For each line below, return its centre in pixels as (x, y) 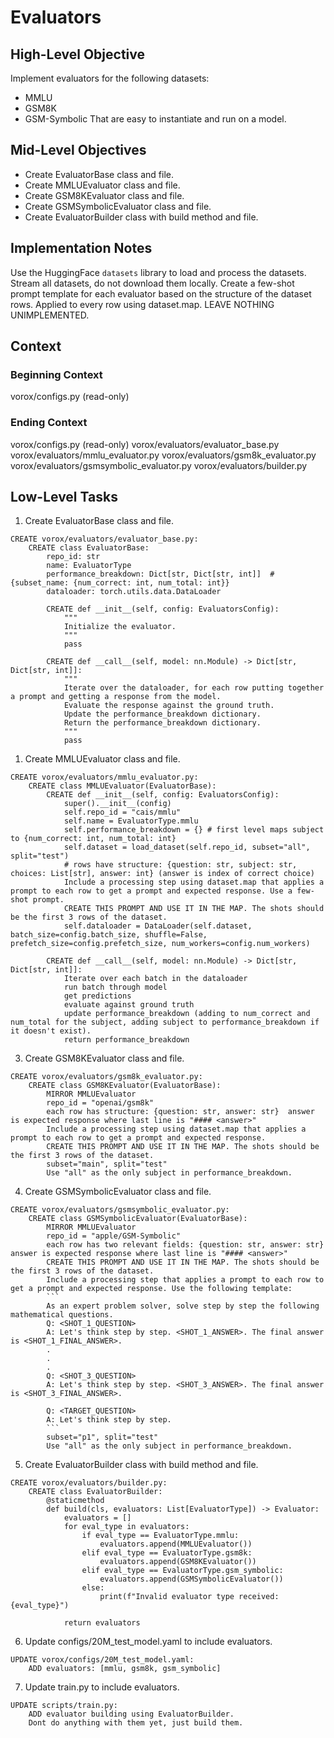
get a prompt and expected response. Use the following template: (151, 1289)
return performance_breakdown (126, 1040)
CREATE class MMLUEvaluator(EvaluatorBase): (122, 786)
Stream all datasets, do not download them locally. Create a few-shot (152, 283)
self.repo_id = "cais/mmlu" (122, 812)
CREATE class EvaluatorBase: (89, 548)
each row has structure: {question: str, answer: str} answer (180, 1112)
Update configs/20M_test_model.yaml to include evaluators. (148, 1642)
